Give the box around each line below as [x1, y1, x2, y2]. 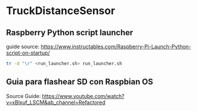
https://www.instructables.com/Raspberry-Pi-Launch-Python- [41, 43, 192, 50]
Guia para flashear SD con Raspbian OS [6, 77, 153, 87]
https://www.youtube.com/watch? [42, 92, 125, 99]
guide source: [6, 43, 40, 50]
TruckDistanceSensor [6, 4, 116, 18]
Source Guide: [6, 92, 41, 99]
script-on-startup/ [6, 49, 50, 56]
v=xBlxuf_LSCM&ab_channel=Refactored [6, 99, 106, 106]
